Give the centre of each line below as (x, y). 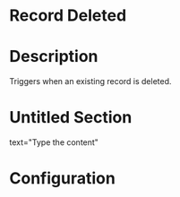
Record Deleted (68, 16)
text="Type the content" (54, 142)
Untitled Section (71, 118)
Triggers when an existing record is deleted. (90, 81)
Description (54, 57)
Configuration (63, 179)
